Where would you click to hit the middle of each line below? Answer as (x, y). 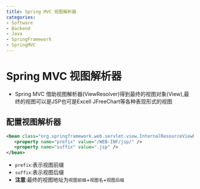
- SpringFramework (29, 39)
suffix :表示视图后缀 (39, 172)
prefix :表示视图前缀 (39, 165)
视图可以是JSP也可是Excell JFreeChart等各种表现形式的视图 (99, 101)
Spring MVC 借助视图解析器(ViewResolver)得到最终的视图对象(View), (99, 94)
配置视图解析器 (34, 122)
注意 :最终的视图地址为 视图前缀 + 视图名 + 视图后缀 (70, 180)
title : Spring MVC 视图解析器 (41, 12)
